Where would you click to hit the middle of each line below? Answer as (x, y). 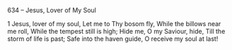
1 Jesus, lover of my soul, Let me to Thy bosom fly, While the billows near (114, 24)
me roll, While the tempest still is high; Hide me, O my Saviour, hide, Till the (116, 31)
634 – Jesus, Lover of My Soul (52, 10)
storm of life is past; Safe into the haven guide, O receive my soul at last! (113, 39)
